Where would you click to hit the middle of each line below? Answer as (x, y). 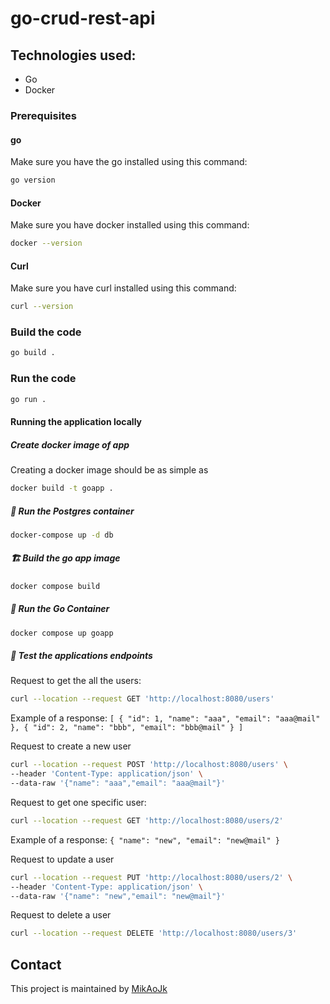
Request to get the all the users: (76, 681)
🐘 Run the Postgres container (72, 511)
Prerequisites (43, 115)
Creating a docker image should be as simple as (109, 470)
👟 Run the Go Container (60, 609)
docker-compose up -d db (62, 535)
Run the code (43, 379)
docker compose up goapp (62, 633)
